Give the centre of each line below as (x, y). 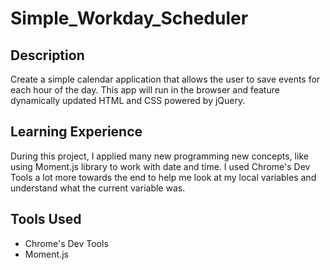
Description (47, 55)
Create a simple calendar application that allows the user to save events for (165, 79)
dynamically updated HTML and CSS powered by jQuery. (128, 100)
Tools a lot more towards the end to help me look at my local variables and (163, 177)
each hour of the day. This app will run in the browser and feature (145, 90)
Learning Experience (76, 132)
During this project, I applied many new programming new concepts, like (159, 156)
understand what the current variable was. (98, 188)
